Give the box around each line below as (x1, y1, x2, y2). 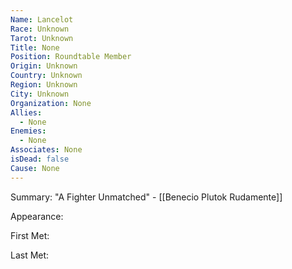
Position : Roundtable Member (10, 52, 132, 62)
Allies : (10, 107, 43, 118)
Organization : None (10, 98, 92, 108)
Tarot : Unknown (10, 33, 74, 43)
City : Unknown (10, 89, 70, 99)
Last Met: (10, 249, 50, 261)
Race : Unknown (10, 24, 70, 34)
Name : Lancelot (10, 14, 74, 25)
